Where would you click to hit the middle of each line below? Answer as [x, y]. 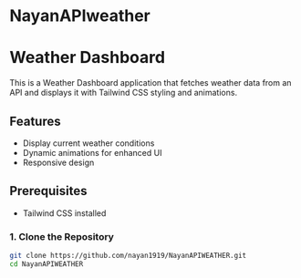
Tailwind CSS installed [64, 213]
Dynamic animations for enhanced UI [92, 152]
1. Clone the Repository [62, 236]
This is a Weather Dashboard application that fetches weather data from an [150, 83]
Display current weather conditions [88, 143]
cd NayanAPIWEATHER [47, 264]
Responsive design [58, 162]
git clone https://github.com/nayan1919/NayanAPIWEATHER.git [128, 256]
